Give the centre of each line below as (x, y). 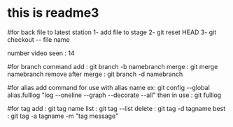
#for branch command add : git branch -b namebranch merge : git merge (113, 66)
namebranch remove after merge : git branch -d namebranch (95, 74)
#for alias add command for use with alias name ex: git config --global (108, 87)
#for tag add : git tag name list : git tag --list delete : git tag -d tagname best (116, 108)
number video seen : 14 (41, 53)
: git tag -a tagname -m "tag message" (63, 116)
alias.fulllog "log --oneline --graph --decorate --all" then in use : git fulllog (114, 95)
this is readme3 (53, 13)
